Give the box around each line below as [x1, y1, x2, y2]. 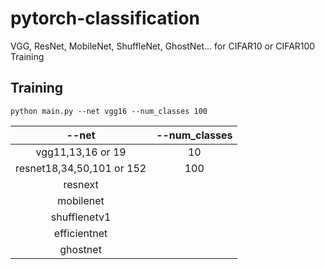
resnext [63, 177, 99, 191]
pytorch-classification [10, 7, 201, 30]
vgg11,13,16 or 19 [35, 145, 127, 159]
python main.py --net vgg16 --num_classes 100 [10, 106, 208, 116]
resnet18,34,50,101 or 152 [15, 161, 147, 175]
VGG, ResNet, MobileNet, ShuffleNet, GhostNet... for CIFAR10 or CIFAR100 [10, 40, 316, 52]
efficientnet [53, 226, 108, 240]
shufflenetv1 [50, 210, 112, 224]
